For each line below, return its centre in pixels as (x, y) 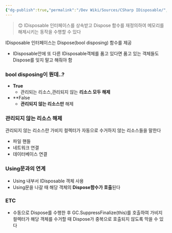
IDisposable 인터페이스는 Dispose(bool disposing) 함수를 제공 (69, 43)
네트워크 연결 (26, 148)
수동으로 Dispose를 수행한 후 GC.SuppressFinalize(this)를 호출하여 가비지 (88, 213)
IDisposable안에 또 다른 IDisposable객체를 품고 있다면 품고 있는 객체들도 (86, 53)
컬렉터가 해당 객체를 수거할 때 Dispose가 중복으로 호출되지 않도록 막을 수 (85, 219)
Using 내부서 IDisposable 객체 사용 (48, 181)
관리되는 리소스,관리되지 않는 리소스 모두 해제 (65, 92)
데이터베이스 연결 (30, 154)
